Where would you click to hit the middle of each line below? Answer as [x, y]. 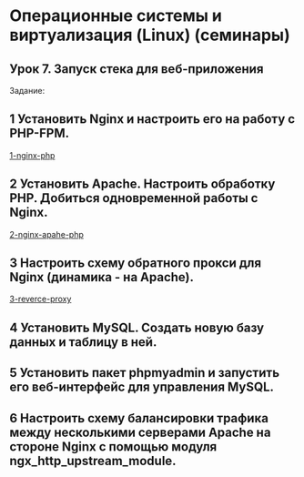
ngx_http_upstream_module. [93, 461]
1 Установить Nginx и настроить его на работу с [152, 119]
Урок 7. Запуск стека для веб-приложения [137, 69]
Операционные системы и [116, 16]
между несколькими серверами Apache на [140, 432]
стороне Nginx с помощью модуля [113, 447]
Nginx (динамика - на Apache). [101, 277]
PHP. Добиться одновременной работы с [134, 198]
